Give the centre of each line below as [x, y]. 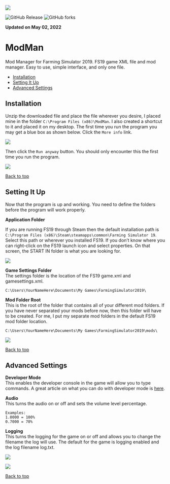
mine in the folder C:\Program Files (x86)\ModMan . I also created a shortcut [84, 121]
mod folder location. [26, 321]
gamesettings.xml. [25, 281]
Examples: [16, 413]
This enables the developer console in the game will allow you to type [78, 383]
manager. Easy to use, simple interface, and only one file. [65, 67]
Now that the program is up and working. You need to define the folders [80, 204]
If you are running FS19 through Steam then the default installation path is [82, 229]
